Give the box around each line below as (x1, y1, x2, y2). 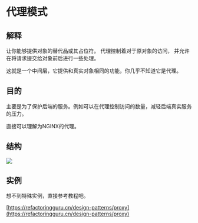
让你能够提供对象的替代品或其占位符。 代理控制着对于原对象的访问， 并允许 (6, 48, 190, 54)
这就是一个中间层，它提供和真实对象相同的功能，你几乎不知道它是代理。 (6, 67, 181, 74)
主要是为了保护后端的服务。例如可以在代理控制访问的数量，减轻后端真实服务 (6, 102, 192, 109)
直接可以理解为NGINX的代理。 (6, 122, 80, 129)
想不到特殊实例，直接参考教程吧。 (6, 192, 89, 199)
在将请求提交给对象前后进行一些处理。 (6, 55, 99, 62)
